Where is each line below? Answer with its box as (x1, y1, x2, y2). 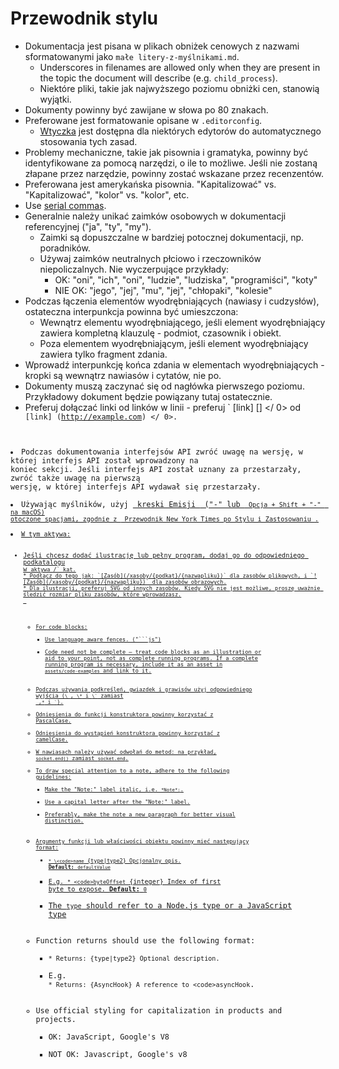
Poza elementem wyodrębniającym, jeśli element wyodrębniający (39, 337, 309, 349)
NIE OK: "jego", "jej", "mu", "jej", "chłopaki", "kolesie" (54, 284, 273, 296)
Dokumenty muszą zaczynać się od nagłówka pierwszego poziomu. (24, 380, 305, 392)
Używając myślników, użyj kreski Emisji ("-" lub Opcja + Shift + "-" (20, 499, 322, 509)
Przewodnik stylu (10, 7, 158, 30)
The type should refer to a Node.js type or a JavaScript (48, 900, 293, 911)
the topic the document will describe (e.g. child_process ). (39, 72, 278, 84)
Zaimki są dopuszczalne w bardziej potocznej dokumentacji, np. (39, 231, 305, 243)
